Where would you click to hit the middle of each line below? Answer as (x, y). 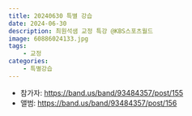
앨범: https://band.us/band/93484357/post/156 (98, 103)
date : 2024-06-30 (38, 24)
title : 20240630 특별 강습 (51, 16)
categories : (28, 62)
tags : (17, 46)
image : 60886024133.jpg (49, 39)
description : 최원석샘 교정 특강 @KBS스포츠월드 (81, 31)
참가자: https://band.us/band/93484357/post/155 (102, 92)
